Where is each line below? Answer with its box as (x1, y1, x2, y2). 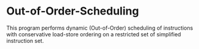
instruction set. (6, 37, 44, 44)
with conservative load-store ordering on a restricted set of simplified (6, 30, 181, 38)
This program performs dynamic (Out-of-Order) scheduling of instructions (6, 24, 194, 31)
